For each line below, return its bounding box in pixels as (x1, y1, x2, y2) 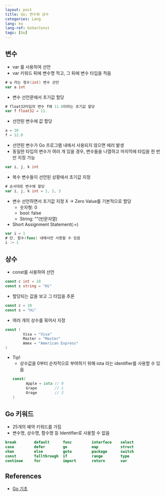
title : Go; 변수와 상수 (5, 12, 49, 17)
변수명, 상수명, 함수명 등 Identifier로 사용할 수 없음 (12, 430, 110, 436)
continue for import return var (5, 458, 127, 463)
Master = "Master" (23, 336, 61, 342)
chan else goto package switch (5, 449, 134, 454)
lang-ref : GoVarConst (5, 26, 50, 31)
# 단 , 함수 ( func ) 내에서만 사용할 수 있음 (5, 236, 81, 241)
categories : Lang (5, 16, 41, 21)
